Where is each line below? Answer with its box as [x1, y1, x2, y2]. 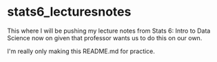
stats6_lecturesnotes [7, 4, 132, 20]
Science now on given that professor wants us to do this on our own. [7, 33, 203, 42]
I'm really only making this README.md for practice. [7, 47, 155, 55]
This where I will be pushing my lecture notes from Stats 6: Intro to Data [7, 27, 211, 35]
